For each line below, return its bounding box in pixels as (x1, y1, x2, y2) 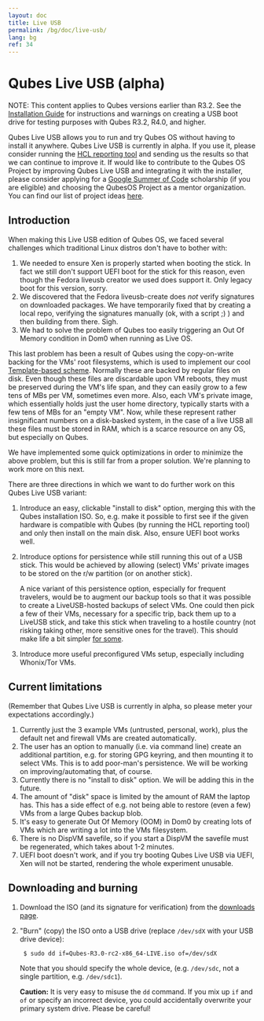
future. (19, 783, 42, 793)
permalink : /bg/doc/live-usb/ (8, 26, 108, 34)
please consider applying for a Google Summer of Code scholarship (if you (8, 175, 251, 184)
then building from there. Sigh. (19, 316, 119, 326)
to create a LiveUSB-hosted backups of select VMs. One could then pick (19, 600, 255, 610)
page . (19, 910, 39, 920)
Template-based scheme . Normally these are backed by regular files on (8, 365, 241, 374)
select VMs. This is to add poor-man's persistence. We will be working (19, 758, 248, 768)
